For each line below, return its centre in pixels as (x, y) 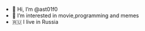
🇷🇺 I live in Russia (35, 22)
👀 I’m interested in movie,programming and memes (75, 15)
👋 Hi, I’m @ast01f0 (35, 9)
